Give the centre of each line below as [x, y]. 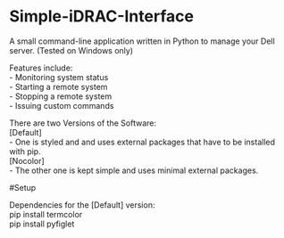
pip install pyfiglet [42, 224]
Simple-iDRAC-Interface [102, 16]
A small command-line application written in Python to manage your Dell [142, 41]
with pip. [25, 151]
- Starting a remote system [58, 86]
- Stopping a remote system [61, 96]
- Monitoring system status [59, 77]
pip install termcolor [46, 214]
